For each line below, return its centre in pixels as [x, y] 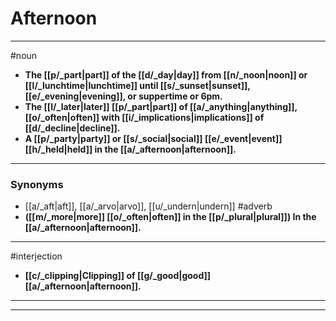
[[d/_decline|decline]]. [72, 128]
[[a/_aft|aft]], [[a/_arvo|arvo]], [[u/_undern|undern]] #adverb [148, 206]
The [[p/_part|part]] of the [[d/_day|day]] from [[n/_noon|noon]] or [166, 74]
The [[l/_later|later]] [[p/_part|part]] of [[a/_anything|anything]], [161, 106]
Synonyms [37, 184]
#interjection [36, 256]
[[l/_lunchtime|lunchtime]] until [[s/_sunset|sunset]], [137, 85]
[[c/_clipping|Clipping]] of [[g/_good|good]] [118, 276]
